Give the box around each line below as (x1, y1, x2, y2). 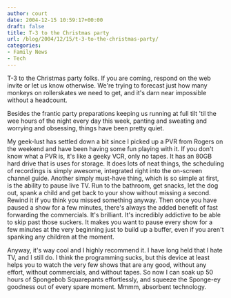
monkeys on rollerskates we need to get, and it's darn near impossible (7, 88, 207, 97)
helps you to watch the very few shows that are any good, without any (7, 260, 207, 269)
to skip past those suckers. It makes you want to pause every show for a (7, 218, 213, 226)
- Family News (7, 49, 48, 56)
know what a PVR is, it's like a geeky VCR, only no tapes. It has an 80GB (7, 152, 212, 160)
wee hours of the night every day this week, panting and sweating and (7, 117, 207, 125)
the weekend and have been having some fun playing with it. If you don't (7, 144, 214, 152)
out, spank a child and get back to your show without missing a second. (7, 188, 212, 197)
